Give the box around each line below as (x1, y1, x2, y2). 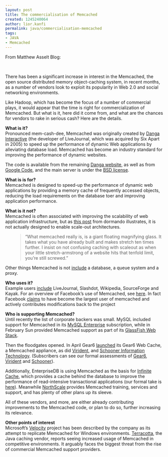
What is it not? (5, 207, 36, 214)
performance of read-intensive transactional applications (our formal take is (5, 378, 162, 385)
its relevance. (5, 410, 33, 416)
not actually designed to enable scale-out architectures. (5, 223, 121, 230)
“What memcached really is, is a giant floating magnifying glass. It (25, 234, 162, 240)
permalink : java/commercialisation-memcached (5, 26, 102, 31)
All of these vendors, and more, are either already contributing (5, 399, 134, 405)
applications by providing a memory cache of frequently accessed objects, (5, 187, 160, 193)
